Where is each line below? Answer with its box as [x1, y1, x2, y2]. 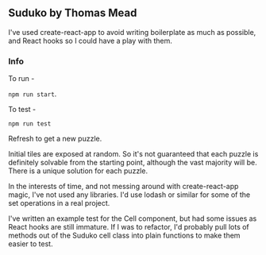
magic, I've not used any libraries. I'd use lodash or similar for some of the [8, 190, 251, 199]
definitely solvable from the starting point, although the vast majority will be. [8, 158, 257, 168]
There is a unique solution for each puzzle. [8, 166, 148, 176]
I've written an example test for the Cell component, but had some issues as [8, 214, 257, 223]
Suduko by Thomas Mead [8, 6, 137, 20]
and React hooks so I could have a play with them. [8, 36, 173, 45]
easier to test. [8, 239, 53, 249]
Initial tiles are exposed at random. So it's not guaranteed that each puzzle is [8, 149, 259, 159]
